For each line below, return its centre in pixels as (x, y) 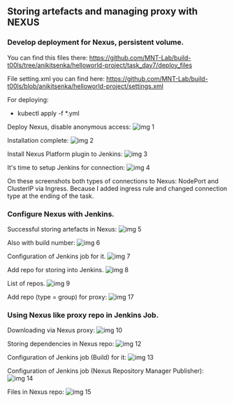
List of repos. (26, 283)
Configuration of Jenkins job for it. (57, 256)
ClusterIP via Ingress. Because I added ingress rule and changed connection (117, 188)
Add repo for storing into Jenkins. (56, 269)
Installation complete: (38, 140)
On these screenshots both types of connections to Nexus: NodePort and (113, 181)
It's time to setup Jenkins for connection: (66, 167)
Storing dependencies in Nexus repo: (61, 344)
